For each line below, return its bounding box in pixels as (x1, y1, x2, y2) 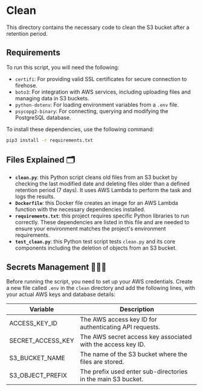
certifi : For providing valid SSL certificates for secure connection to (14, 75, 187, 82)
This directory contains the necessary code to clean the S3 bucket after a (6, 24, 190, 31)
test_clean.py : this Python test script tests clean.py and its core (14, 238, 176, 245)
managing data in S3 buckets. (14, 94, 89, 102)
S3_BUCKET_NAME (9, 354, 65, 363)
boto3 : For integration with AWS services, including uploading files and (14, 88, 192, 95)
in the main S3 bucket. (80, 375, 144, 384)
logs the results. (14, 193, 56, 200)
